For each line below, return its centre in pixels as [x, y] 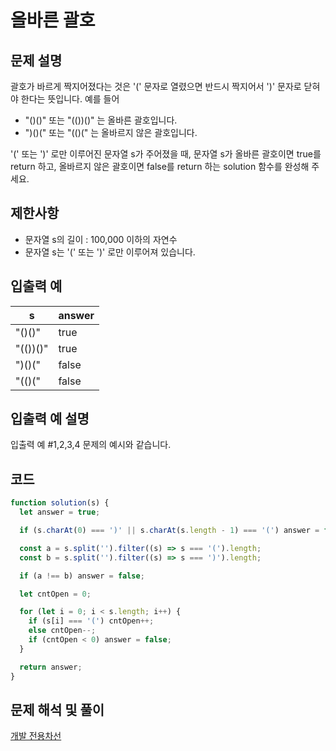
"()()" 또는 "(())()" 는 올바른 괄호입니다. [101, 120]
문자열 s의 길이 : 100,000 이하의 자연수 [101, 239]
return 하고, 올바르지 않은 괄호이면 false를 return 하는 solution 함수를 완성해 [160, 166]
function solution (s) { [60, 503]
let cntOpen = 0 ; [55, 594]
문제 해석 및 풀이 [57, 709]
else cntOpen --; [62, 631]
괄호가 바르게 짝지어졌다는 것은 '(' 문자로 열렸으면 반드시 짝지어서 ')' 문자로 [156, 86]
